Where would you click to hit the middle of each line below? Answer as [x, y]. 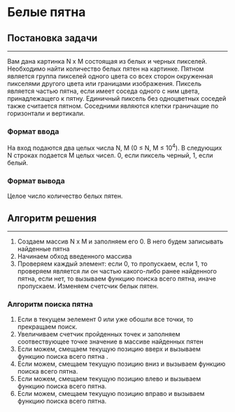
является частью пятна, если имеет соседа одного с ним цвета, [104, 91]
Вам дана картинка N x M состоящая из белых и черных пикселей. [107, 61]
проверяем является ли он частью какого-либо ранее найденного [117, 271]
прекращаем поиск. [47, 327]
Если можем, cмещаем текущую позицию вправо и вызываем [111, 394]
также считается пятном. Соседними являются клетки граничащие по [113, 106]
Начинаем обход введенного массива [74, 257]
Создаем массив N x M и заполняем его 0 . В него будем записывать [120, 241]
